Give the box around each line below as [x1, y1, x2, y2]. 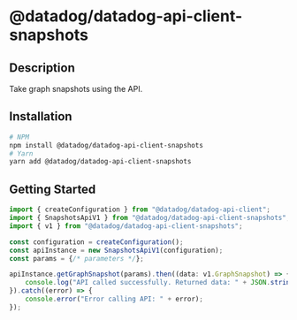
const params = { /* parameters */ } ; [9, 254, 144, 263]
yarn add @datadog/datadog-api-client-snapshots [9, 157, 192, 166]
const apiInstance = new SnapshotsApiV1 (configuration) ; [9, 246, 224, 255]
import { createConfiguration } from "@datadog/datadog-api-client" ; [9, 205, 271, 214]
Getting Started [9, 181, 96, 196]
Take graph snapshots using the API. [9, 84, 143, 94]
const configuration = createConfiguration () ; [9, 237, 184, 247]
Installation [9, 109, 72, 125]
